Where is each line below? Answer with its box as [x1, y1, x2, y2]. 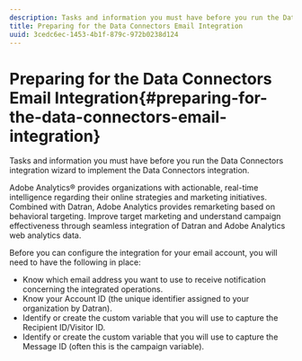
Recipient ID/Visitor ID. [22, 322, 106, 333]
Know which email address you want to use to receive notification [22, 275, 267, 286]
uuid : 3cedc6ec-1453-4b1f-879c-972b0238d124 [9, 30, 179, 39]
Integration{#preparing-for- [54, 87, 268, 108]
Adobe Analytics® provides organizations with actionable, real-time [9, 182, 259, 193]
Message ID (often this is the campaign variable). [22, 341, 205, 352]
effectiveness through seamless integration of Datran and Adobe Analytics [9, 221, 286, 232]
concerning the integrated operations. [22, 284, 164, 295]
